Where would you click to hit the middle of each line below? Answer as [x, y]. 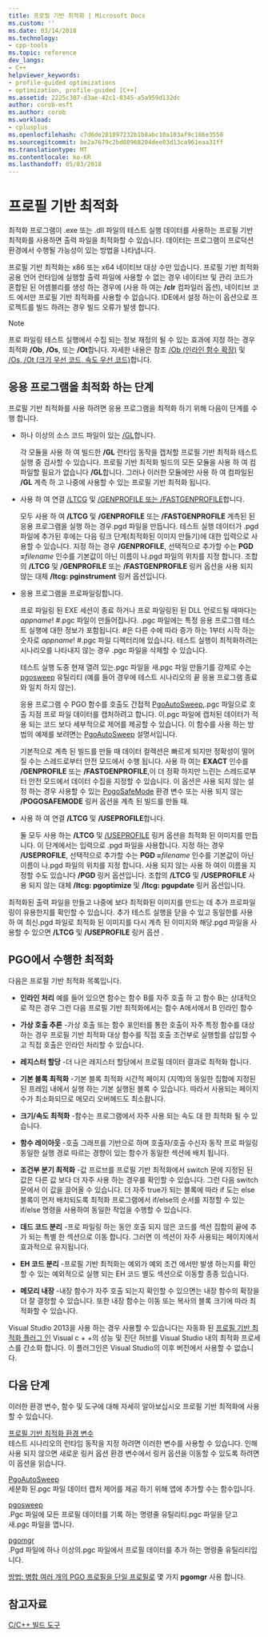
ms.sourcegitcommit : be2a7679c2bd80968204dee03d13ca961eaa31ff [116, 142]
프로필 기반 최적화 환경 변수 [51, 1433]
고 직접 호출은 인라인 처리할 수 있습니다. [82, 1044]
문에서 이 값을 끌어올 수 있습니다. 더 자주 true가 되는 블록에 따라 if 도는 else [137, 1190]
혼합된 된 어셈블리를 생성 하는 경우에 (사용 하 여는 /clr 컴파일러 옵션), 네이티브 [129, 287]
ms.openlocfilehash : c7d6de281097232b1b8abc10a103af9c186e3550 [116, 134]
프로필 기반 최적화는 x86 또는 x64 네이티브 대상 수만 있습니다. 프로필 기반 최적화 [134, 267]
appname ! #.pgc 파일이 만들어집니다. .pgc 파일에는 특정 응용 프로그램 [130, 620]
